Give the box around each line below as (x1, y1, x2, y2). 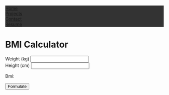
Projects (5, 11, 23, 17)
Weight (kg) (5, 56, 30, 62)
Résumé (5, 21, 23, 27)
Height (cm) (5, 62, 30, 68)
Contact (5, 16, 22, 22)
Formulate (8, 83, 27, 89)
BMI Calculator (5, 39, 68, 50)
